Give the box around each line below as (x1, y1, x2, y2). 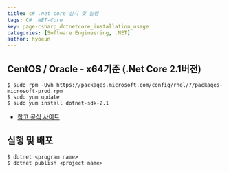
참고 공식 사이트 (17, 112, 60, 121)
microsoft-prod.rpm (7, 88, 63, 94)
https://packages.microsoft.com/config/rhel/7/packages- (56, 81, 223, 88)
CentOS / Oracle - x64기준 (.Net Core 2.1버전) (7, 63, 201, 74)
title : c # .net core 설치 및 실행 (7, 10, 99, 17)
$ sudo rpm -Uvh (7, 81, 54, 88)
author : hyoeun (7, 36, 51, 43)
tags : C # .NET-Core (7, 17, 63, 23)
